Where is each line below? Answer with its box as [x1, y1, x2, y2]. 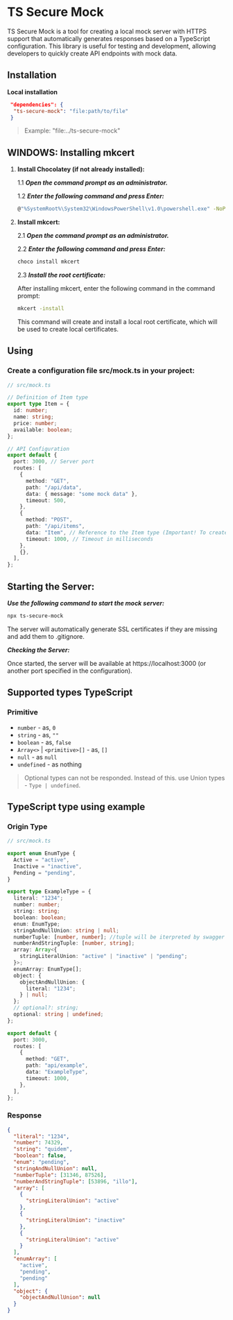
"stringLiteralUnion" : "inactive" [25, 1217, 126, 1224]
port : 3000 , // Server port [13, 458, 95, 465]
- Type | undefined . [24, 781, 81, 789]
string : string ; [13, 908, 60, 915]
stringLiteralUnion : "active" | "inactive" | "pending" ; [19, 953, 188, 960]
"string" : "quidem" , [13, 1146, 73, 1153]
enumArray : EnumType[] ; [13, 966, 82, 972]
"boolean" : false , [13, 1152, 67, 1159]
